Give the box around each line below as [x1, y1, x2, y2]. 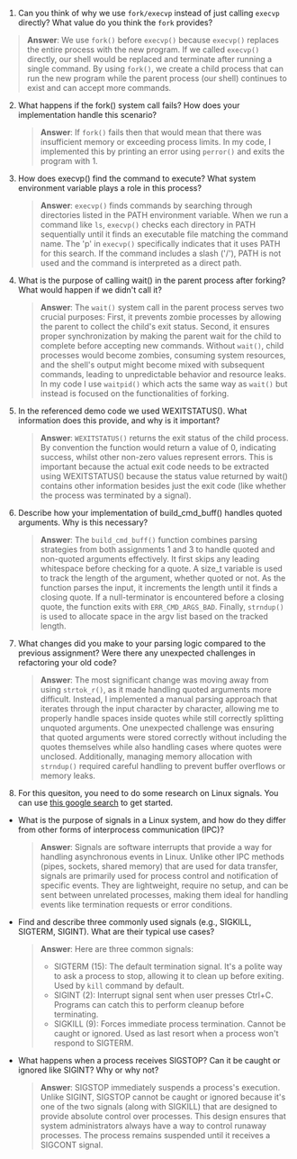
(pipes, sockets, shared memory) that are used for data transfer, [40, 861, 279, 872]
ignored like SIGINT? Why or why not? [17, 1064, 159, 1075]
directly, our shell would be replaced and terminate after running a [26, 54, 273, 64]
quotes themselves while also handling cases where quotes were [40, 742, 282, 752]
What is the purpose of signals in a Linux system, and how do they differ [17, 815, 286, 825]
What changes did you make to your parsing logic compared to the [17, 638, 266, 648]
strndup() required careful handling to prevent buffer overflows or [40, 761, 286, 771]
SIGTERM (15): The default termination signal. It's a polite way [53, 961, 283, 972]
